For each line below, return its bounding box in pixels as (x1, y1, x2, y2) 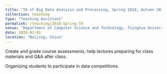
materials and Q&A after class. (5, 53, 67, 59)
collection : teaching (5, 12, 50, 17)
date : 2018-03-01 (5, 30, 41, 35)
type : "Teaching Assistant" (5, 16, 64, 21)
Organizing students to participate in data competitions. (5, 63, 119, 69)
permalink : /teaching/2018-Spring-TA (5, 21, 83, 26)
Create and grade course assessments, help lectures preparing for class (5, 48, 154, 54)
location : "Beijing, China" (5, 35, 64, 40)
